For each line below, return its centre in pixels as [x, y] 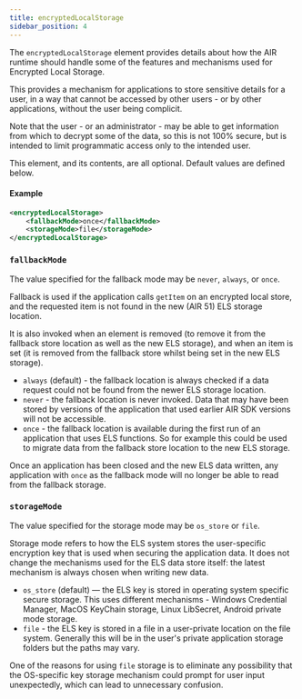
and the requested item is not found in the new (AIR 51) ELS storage [136, 306]
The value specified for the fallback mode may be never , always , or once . [145, 279]
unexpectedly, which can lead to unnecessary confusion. [116, 684]
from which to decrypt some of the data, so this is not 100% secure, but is [148, 135]
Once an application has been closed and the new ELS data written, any [144, 465]
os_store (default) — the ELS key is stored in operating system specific [156, 589]
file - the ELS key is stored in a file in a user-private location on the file [156, 628]
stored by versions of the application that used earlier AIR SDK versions [156, 409]
